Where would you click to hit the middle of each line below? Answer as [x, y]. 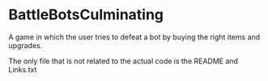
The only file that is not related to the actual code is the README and [123, 61]
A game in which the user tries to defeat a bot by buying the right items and [134, 37]
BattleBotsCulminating [86, 15]
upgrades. [26, 45]
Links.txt [23, 69]
